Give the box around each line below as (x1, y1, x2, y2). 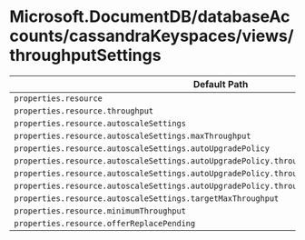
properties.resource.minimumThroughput (14, 205, 186, 215)
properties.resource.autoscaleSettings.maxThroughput (14, 130, 251, 141)
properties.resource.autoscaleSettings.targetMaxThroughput (14, 193, 280, 204)
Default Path (192, 77, 249, 90)
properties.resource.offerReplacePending (14, 218, 196, 228)
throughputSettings (9, 45, 162, 65)
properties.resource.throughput (14, 105, 154, 115)
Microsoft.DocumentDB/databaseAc (9, 6, 290, 27)
